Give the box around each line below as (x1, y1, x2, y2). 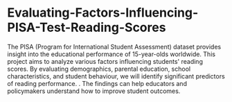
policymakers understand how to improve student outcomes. (7, 87, 181, 95)
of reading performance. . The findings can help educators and (7, 79, 187, 87)
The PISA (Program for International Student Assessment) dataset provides (7, 42, 222, 51)
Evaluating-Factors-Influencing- (7, 5, 199, 21)
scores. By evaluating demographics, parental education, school (7, 65, 191, 73)
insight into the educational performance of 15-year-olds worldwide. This (7, 50, 216, 58)
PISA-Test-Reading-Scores (7, 19, 166, 35)
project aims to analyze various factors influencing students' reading (7, 57, 203, 65)
